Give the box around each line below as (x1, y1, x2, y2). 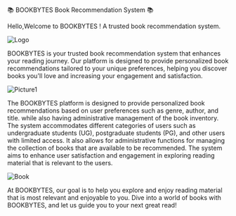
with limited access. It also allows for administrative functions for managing (7, 136, 225, 144)
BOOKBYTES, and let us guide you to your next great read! (7, 201, 177, 209)
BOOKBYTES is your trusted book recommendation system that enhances (7, 49, 221, 58)
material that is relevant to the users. (7, 159, 113, 167)
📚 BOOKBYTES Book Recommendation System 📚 (7, 6, 154, 14)
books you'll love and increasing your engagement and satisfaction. (7, 72, 203, 80)
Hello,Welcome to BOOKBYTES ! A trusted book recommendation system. (7, 22, 221, 30)
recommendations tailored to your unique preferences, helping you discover (7, 64, 228, 72)
